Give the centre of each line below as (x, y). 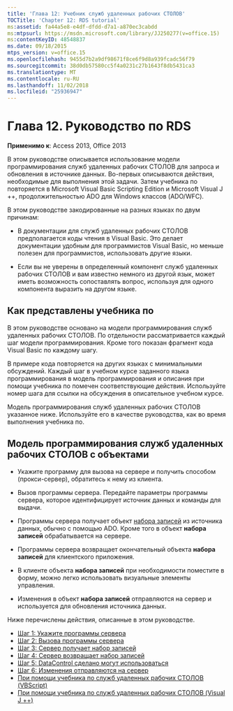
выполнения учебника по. (46, 422)
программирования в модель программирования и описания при (106, 378)
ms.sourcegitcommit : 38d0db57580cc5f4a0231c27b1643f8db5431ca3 (101, 66)
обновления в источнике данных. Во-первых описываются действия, (111, 174)
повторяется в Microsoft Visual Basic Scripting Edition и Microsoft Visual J (115, 189)
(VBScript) (32, 685)
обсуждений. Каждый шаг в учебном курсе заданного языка (98, 371)
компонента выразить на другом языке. (77, 289)
